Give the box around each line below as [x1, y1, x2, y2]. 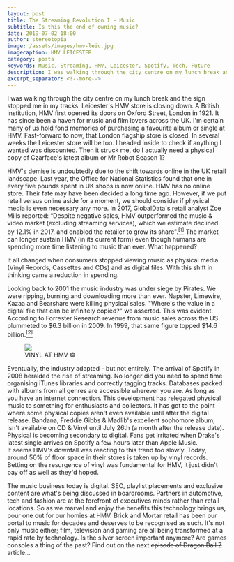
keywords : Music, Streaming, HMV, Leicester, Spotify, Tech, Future [7, 62, 210, 69]
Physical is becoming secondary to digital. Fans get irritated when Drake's [7, 431, 221, 439]
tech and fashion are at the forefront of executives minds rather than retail [7, 496, 219, 505]
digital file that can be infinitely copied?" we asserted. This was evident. [7, 306, 214, 315]
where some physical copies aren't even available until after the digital [7, 408, 209, 417]
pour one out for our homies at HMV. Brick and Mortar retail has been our [7, 511, 217, 519]
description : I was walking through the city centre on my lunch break [7, 68, 219, 75]
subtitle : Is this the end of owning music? [7, 23, 139, 30]
